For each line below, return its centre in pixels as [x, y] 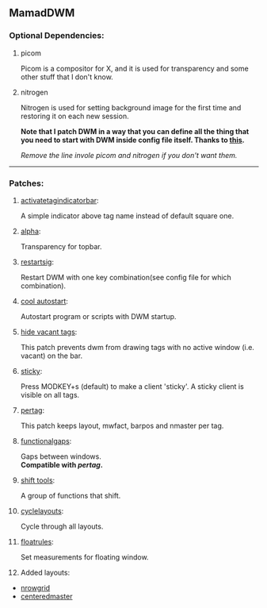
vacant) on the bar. [51, 356]
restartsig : [37, 262]
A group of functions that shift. [71, 495]
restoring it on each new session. [74, 116]
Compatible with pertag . [62, 464]
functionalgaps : [46, 441]
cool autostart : [44, 301]
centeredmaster [46, 596]
